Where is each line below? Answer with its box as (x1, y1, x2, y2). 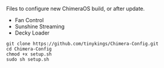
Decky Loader (14, 29, 49, 36)
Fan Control (14, 17, 44, 23)
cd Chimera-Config (6, 46, 52, 52)
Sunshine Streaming (14, 23, 65, 30)
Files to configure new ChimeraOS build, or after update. (6, 5, 145, 12)
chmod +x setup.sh (6, 51, 52, 57)
